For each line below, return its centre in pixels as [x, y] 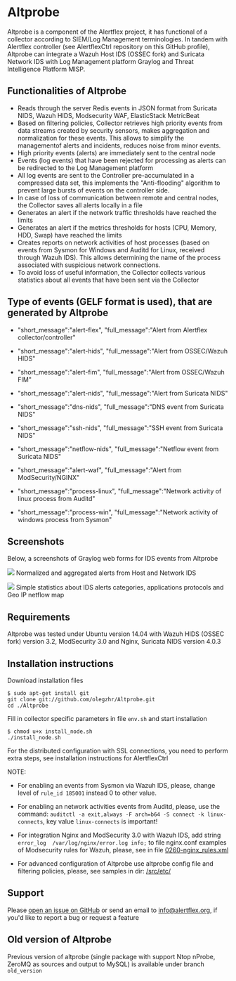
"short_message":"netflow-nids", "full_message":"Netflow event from [118, 449]
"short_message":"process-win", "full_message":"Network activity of [118, 512]
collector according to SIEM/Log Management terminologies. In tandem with [118, 39]
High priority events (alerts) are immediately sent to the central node [116, 152]
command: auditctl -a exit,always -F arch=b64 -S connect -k [111, 814]
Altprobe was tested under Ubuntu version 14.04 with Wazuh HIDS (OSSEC [116, 634]
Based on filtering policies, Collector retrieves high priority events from [120, 123]
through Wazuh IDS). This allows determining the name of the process [119, 257]
